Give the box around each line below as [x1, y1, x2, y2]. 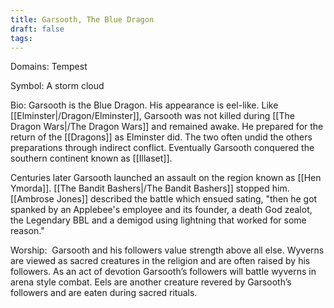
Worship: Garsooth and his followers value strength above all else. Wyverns [10, 244, 325, 256]
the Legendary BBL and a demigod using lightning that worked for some [10, 214, 307, 226]
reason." [10, 225, 45, 237]
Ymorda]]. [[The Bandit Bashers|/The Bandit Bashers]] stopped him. [10, 182, 290, 195]
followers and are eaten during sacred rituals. [10, 287, 198, 299]
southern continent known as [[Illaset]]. [10, 152, 173, 165]
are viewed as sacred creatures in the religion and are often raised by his [10, 255, 311, 267]
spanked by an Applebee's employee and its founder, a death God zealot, [10, 204, 313, 216]
